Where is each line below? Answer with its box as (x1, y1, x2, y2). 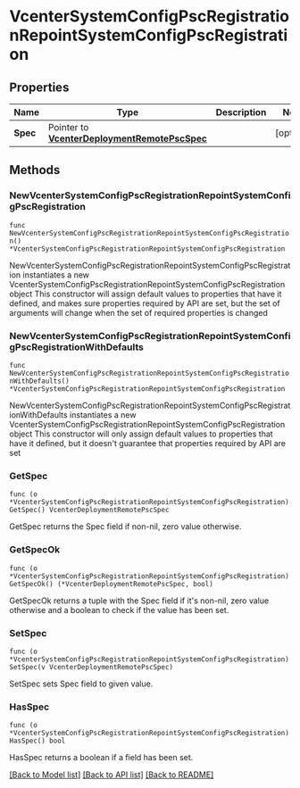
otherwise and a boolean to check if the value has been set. (9, 604, 229, 615)
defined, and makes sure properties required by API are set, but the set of (9, 297, 281, 309)
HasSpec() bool (9, 736, 66, 746)
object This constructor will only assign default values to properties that (9, 428, 274, 439)
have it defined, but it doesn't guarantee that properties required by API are (9, 437, 286, 448)
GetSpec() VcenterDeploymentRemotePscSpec (9, 506, 170, 515)
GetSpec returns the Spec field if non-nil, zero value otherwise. (9, 521, 242, 532)
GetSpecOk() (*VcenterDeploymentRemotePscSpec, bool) (9, 579, 214, 588)
